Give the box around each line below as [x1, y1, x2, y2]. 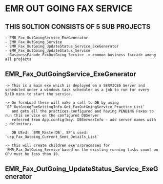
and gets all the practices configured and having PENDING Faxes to [11, 109, 154, 114]
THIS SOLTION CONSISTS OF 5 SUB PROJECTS [5, 23, 151, 31]
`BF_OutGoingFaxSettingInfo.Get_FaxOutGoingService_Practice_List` [5, 104, 145, 109]
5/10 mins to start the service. [5, 92, 73, 96]
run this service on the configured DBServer [5, 113, 99, 118]
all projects [5, 57, 32, 62]
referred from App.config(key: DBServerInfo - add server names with [11, 117, 156, 122]
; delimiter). [5, 121, 34, 126]
